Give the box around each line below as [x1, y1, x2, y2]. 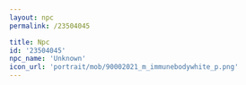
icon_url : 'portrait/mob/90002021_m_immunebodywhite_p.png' [9, 63, 240, 72]
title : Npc [9, 38, 50, 47]
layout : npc [9, 13, 54, 22]
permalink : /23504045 [9, 21, 91, 30]
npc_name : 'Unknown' [9, 55, 87, 64]
